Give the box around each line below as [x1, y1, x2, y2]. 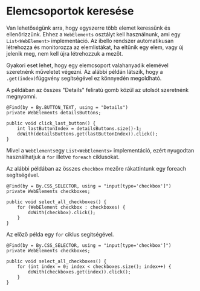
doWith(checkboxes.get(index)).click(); [28, 269, 131, 275]
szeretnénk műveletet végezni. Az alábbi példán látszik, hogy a [6, 68, 163, 75]
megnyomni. [6, 93, 37, 100]
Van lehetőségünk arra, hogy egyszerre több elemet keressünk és [6, 24, 170, 31]
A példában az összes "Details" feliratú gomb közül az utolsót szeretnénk [6, 86, 189, 93]
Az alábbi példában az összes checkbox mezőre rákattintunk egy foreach [6, 165, 186, 172]
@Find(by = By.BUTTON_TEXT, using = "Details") [6, 104, 129, 110]
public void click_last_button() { [6, 120, 96, 126]
